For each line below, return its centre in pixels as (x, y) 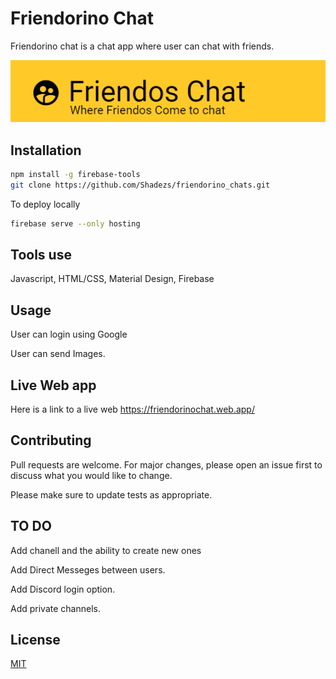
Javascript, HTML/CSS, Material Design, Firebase (112, 279)
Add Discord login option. (63, 589)
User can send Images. (58, 354)
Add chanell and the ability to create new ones (106, 550)
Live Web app (53, 385)
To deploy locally (45, 204)
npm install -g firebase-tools (75, 174)
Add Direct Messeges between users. (88, 569)
